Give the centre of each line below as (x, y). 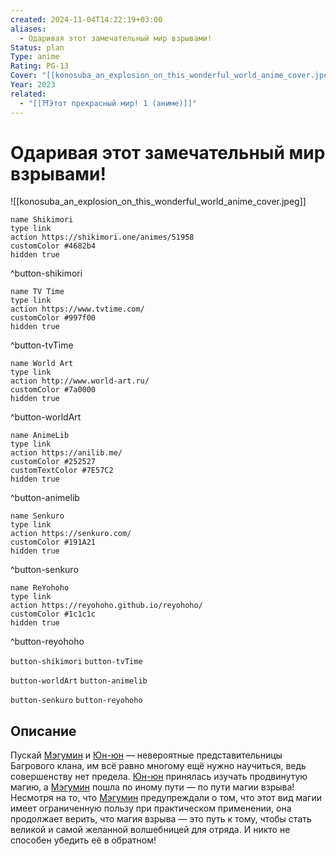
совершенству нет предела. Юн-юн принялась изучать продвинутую (159, 777)
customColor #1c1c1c (53, 614)
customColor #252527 (53, 462)
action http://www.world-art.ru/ (80, 381)
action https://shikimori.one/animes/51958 (102, 237)
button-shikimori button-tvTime (76, 662)
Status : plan (37, 47)
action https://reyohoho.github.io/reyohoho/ (106, 606)
